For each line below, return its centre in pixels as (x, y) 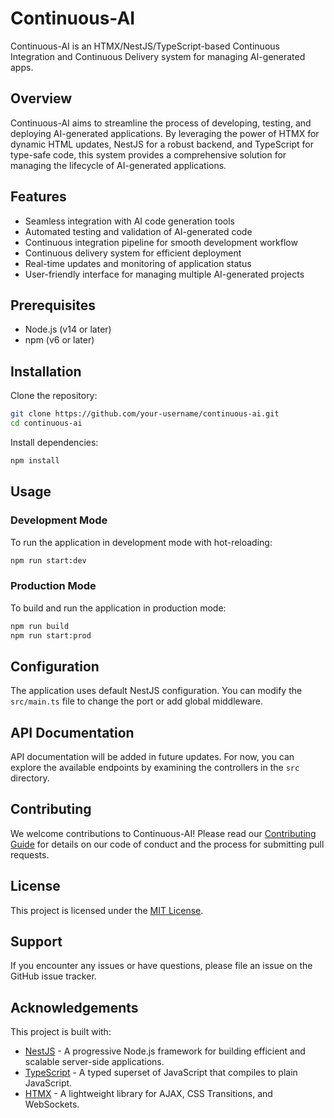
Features (38, 197)
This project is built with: (61, 1032)
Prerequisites (53, 305)
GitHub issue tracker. (53, 976)
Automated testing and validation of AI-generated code (138, 231)
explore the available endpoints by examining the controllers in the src (155, 768)
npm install (35, 460)
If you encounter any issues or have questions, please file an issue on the (161, 966)
